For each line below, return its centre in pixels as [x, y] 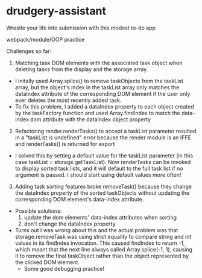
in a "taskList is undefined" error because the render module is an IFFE [103, 137]
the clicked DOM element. [47, 262]
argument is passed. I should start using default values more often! [98, 175]
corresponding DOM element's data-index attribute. [79, 199]
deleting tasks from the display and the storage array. [81, 69]
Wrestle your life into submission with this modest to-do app [81, 28]
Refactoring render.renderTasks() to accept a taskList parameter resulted [106, 131]
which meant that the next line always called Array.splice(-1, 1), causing [104, 249]
